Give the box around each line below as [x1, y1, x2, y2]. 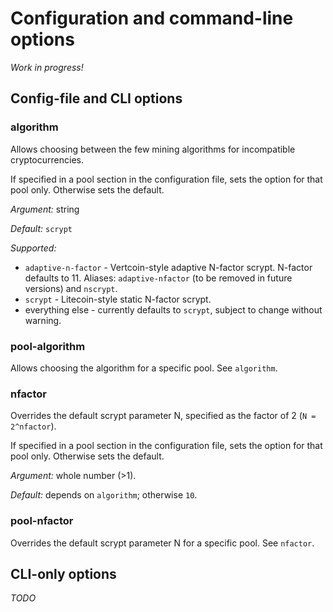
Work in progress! [10, 61, 84, 73]
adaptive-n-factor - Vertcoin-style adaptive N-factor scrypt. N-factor [24, 261, 313, 273]
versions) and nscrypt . [24, 282, 118, 294]
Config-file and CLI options [10, 90, 183, 107]
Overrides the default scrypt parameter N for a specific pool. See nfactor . [10, 537, 315, 549]
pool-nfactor [10, 514, 74, 528]
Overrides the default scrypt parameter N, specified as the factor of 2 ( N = [10, 410, 317, 422]
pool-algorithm [10, 339, 86, 353]
